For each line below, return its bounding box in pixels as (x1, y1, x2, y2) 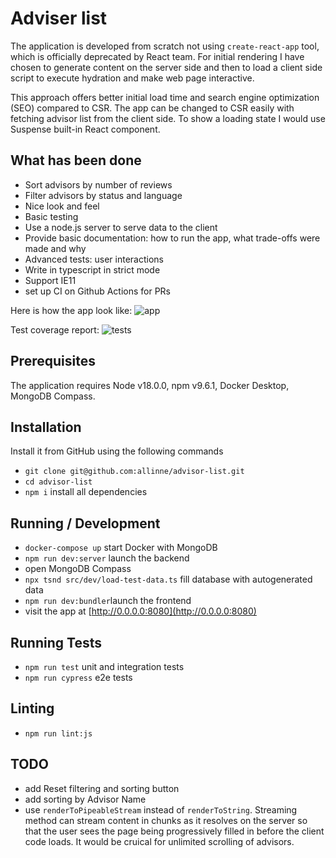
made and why (24, 242, 87, 254)
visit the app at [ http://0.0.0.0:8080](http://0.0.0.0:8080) (24, 605, 257, 617)
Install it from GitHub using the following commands (10, 445, 224, 457)
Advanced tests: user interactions (24, 253, 164, 265)
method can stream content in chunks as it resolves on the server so (24, 814, 308, 826)
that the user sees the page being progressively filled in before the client (24, 825, 325, 837)
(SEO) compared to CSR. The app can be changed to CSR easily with (10, 102, 295, 114)
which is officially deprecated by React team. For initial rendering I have (10, 50, 305, 62)
